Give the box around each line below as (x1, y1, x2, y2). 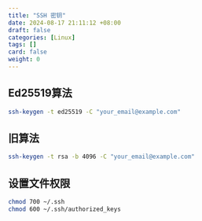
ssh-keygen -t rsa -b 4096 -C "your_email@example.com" (8, 153, 195, 161)
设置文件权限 (8, 176, 71, 190)
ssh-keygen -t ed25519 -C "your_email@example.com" (8, 108, 181, 116)
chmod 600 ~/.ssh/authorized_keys (8, 205, 122, 213)
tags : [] (8, 41, 37, 49)
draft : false (8, 26, 51, 34)
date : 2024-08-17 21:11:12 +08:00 (8, 19, 122, 27)
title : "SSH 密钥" (8, 11, 66, 20)
